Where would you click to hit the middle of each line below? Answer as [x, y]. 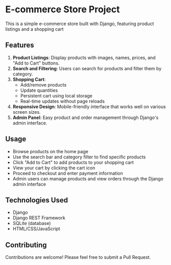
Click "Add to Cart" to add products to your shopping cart [73, 162]
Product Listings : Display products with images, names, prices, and [84, 57]
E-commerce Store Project [63, 9]
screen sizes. [27, 112]
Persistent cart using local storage [56, 95]
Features [20, 45]
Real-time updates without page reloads [63, 101]
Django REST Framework [39, 218]
